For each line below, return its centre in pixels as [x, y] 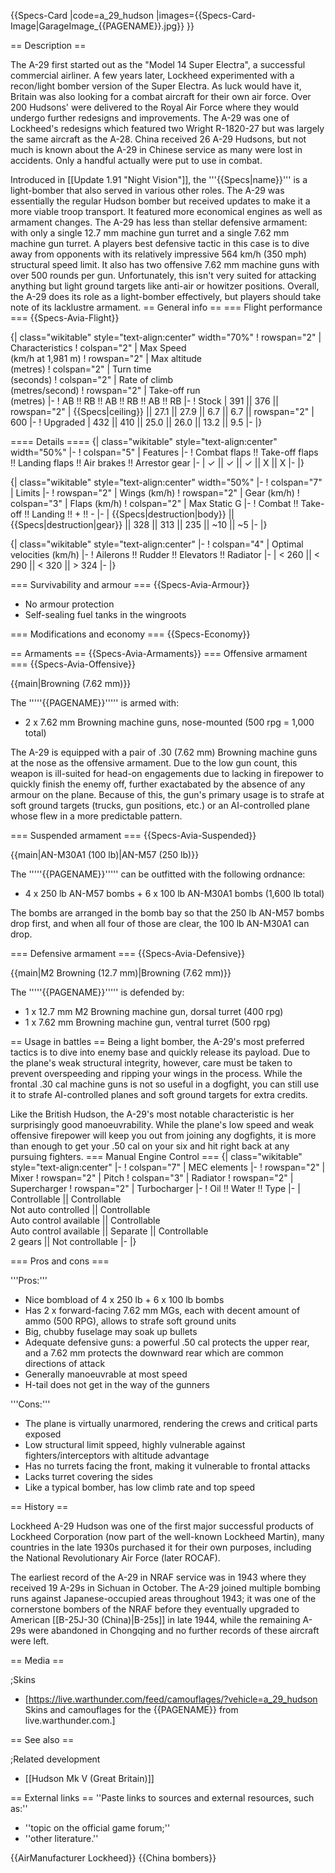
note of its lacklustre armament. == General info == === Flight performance [166, 307]
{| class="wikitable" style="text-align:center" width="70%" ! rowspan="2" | [166, 337]
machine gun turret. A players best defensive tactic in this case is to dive [160, 243]
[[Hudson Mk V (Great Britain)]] [89, 1778]
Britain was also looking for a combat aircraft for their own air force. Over [161, 96]
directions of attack [65, 1363]
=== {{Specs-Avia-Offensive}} [73, 664]
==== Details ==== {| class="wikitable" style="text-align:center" [144, 441]
